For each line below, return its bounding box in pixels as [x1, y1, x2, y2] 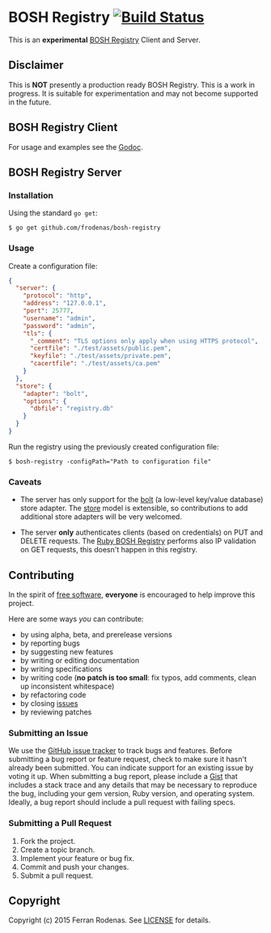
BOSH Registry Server [8, 165, 122, 179]
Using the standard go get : [8, 208, 99, 218]
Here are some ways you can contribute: [8, 614, 144, 624]
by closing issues [19, 699, 78, 709]
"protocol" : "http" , [23, 292, 92, 300]
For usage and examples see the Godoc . [8, 142, 143, 151]
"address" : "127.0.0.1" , [23, 300, 107, 308]
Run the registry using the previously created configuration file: [8, 441, 220, 451]
